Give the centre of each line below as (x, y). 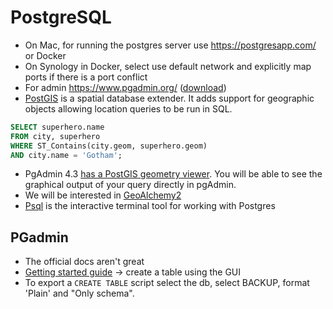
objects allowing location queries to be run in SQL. (128, 108)
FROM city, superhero (55, 136)
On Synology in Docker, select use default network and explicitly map (168, 66)
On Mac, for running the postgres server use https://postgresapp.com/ (170, 45)
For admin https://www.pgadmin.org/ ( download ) (125, 87)
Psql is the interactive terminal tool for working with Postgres (150, 206)
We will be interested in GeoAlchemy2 (103, 195)
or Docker (45, 55)
